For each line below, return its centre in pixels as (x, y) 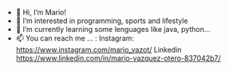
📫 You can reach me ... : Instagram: (75, 38)
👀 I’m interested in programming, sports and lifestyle (102, 21)
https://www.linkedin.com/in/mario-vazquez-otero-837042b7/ (118, 58)
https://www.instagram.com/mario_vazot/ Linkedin (99, 49)
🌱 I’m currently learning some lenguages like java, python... (113, 29)
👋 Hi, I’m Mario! (41, 12)
